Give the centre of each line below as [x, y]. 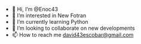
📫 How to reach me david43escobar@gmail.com [73, 35]
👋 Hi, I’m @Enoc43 [35, 9]
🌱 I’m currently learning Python [50, 22]
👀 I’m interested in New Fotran [49, 15]
